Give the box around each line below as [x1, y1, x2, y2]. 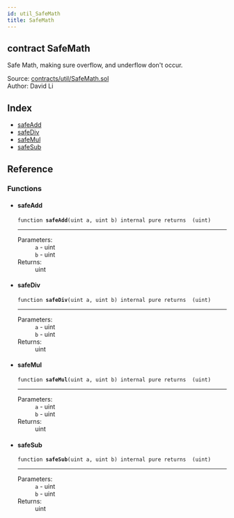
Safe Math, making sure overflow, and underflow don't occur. [7, 61, 183, 70]
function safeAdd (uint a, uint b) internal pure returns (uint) [17, 217, 211, 224]
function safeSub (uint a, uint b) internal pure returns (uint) [17, 456, 211, 464]
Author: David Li [7, 82, 54, 91]
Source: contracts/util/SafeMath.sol [7, 75, 109, 83]
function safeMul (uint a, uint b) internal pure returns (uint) [17, 376, 211, 383]
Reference [7, 163, 54, 175]
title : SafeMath [7, 17, 54, 24]
